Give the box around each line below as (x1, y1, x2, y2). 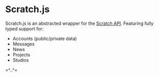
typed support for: (5, 25, 44, 31)
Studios (12, 57, 29, 63)
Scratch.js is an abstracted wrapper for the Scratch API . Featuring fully (5, 20, 154, 26)
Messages (12, 41, 35, 47)
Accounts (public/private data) (12, 35, 77, 42)
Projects (12, 52, 31, 58)
